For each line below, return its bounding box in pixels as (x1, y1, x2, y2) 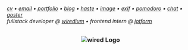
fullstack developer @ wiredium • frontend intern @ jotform (7, 17, 152, 24)
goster (7, 11, 23, 18)
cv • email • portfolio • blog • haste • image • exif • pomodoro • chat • (7, 5, 183, 12)
